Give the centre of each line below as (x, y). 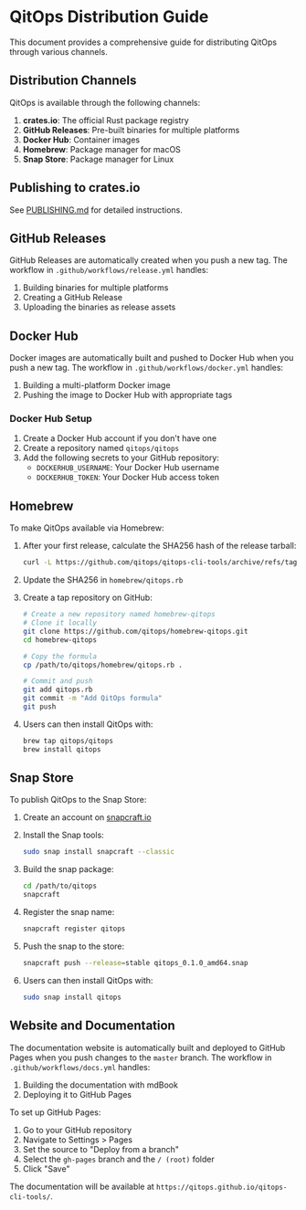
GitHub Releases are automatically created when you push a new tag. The (148, 260)
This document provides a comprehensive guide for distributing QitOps (143, 42)
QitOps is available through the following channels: (105, 102)
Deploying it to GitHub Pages (77, 1094)
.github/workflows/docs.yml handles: (80, 1067)
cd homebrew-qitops (60, 640)
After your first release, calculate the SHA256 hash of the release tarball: (159, 546)
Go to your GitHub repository (77, 1130)
